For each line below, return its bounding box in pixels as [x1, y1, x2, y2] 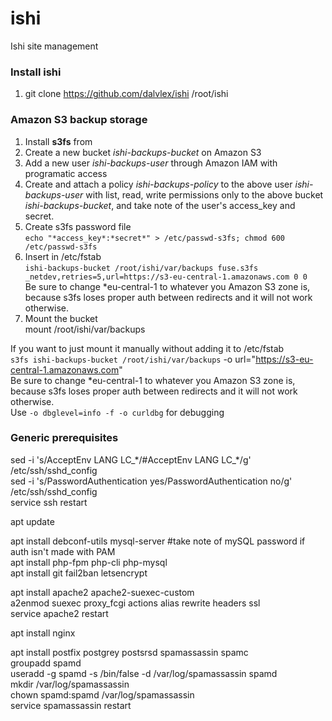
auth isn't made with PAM [10, 545, 116, 557]
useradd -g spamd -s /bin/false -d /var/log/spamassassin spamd [10, 667, 278, 679]
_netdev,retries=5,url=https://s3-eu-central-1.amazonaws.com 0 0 [24, 272, 308, 282]
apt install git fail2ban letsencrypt [10, 567, 148, 579]
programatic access [24, 167, 108, 179]
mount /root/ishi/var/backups [24, 323, 146, 335]
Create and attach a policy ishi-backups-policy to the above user [24, 178, 293, 190]
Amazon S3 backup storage [10, 113, 148, 127]
